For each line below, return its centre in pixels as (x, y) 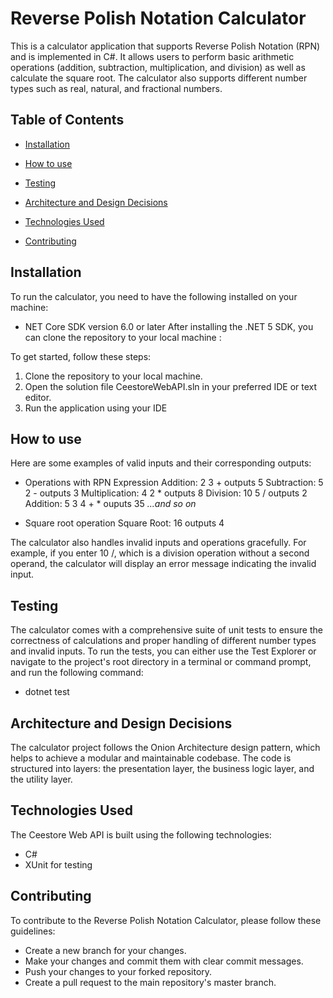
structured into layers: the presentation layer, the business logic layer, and (162, 768)
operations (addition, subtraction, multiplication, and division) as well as (158, 67)
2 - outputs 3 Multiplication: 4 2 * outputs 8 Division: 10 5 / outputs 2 (166, 493)
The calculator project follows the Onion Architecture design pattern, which (165, 747)
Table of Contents (67, 120)
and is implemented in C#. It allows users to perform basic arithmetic (152, 56)
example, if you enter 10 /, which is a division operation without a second (160, 553)
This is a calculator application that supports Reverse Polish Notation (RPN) (165, 46)
